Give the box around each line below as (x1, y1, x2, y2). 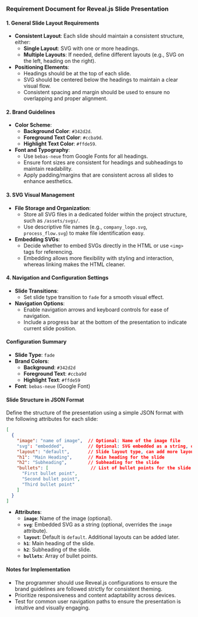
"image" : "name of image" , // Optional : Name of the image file (16, 437, 181, 443)
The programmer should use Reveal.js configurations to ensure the (14, 579, 177, 586)
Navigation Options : (14, 300, 65, 307)
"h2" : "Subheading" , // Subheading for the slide (16, 460, 160, 466)
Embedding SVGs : (14, 235, 61, 243)
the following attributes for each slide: (6, 416, 98, 423)
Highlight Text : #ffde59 (23, 376, 81, 383)
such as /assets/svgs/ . (23, 217, 80, 224)
